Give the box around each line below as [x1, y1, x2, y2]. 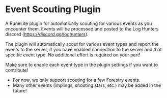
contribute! [5, 67, 29, 73]
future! [12, 87, 27, 93]
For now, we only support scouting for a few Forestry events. [12, 77, 141, 83]
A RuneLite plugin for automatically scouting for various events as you [5, 20, 152, 26]
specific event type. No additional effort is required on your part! [5, 52, 141, 58]
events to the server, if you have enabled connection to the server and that [5, 46, 162, 52]
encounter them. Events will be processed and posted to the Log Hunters [5, 25, 159, 31]
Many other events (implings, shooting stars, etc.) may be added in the [12, 82, 161, 88]
